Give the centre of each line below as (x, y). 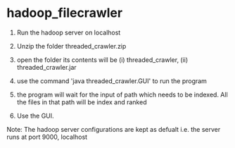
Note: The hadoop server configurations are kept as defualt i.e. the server (114, 129)
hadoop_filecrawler (65, 13)
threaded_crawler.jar (46, 67)
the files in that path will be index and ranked (82, 102)
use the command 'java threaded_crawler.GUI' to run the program (112, 81)
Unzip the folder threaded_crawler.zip (71, 46)
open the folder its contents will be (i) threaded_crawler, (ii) (102, 60)
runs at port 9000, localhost (47, 137)
